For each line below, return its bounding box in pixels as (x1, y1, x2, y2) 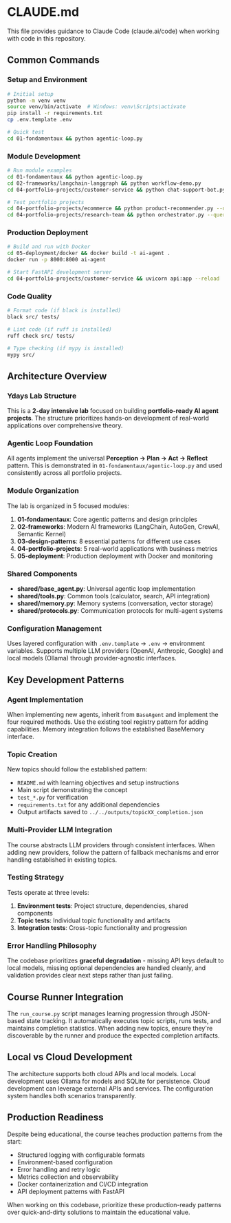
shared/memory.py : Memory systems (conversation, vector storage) (16, 599, 214, 607)
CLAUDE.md (7, 4, 80, 20)
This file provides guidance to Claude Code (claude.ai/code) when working (7, 27, 220, 35)
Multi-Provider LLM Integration (7, 825, 113, 835)
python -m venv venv (7, 97, 67, 104)
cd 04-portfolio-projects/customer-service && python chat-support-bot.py (7, 186, 226, 193)
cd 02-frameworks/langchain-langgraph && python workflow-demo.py (7, 180, 201, 187)
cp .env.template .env (7, 117, 72, 123)
